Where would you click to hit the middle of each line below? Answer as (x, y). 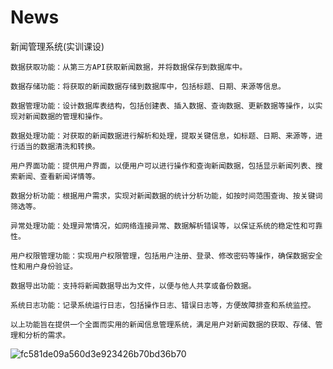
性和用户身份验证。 (44, 266)
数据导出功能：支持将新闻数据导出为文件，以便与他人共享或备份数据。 (133, 286)
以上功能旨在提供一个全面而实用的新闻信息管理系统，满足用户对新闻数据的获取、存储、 (163, 324)
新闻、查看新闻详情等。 (58, 176)
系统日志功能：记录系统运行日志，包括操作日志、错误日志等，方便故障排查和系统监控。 (163, 305)
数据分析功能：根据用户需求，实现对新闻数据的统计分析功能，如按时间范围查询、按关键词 (166, 196)
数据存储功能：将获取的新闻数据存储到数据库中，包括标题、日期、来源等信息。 (148, 86)
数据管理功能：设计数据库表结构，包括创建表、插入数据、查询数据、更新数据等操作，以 (163, 106)
